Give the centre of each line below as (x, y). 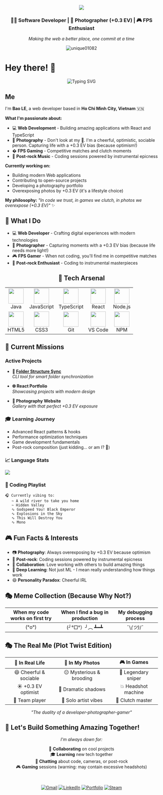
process (135, 618)
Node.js (122, 307)
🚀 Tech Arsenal (81, 278)
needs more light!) (30, 250)
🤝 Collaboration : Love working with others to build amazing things (78, 564)
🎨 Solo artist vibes (82, 700)
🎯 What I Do (23, 221)
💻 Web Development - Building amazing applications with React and (81, 128)
